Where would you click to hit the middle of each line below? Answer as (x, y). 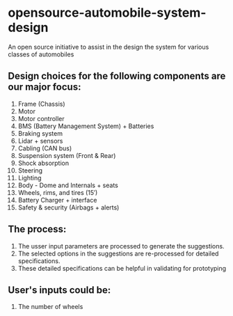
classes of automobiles (41, 54)
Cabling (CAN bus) (45, 148)
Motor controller (41, 118)
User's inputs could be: (59, 290)
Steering (30, 170)
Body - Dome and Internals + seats (68, 185)
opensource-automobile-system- (107, 13)
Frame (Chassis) (41, 104)
